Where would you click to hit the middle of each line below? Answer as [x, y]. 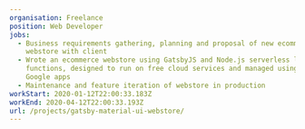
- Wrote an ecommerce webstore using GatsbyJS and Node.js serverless [154, 60]
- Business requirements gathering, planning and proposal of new [146, 43]
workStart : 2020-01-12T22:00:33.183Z [81, 94]
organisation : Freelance [56, 18]
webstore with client [66, 52]
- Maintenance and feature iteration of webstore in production [142, 85]
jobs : [20, 35]
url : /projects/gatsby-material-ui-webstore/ [97, 111]
